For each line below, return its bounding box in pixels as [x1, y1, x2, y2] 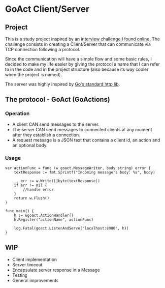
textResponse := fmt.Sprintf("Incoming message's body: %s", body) [14, 170, 155, 175]
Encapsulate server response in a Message [12, 267, 100, 273]
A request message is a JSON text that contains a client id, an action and [12, 137, 160, 143]
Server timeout [12, 261, 43, 267]
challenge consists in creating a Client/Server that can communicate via [5, 41, 151, 47]
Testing [12, 272, 28, 278]
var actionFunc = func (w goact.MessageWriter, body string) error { [5, 166, 151, 171]
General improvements [12, 277, 59, 283]
